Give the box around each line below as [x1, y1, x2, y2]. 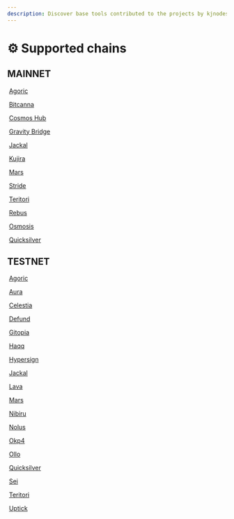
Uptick [8, 504, 28, 513]
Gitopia [8, 328, 30, 337]
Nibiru [8, 409, 26, 418]
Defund [8, 315, 31, 323]
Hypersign [8, 356, 39, 364]
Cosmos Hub [8, 113, 47, 122]
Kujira [8, 154, 26, 163]
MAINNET [7, 68, 51, 80]
